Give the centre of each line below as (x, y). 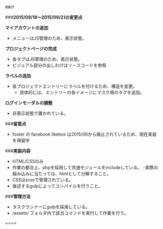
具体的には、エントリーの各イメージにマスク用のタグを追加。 (82, 92)
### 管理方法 (18, 196)
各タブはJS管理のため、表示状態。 (47, 59)
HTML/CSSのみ (28, 161)
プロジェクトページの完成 (31, 49)
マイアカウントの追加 (27, 28)
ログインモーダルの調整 (29, 103)
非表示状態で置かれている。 (40, 113)
